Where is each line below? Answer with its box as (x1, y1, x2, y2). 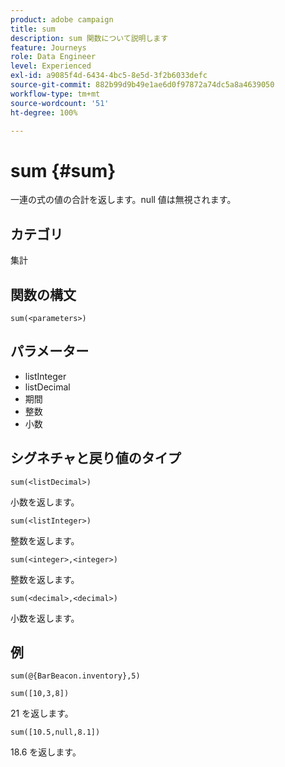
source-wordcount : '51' (10, 98, 110, 108)
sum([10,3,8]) (10, 689, 70, 699)
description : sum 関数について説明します (10, 33, 169, 43)
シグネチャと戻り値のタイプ (10, 450, 182, 467)
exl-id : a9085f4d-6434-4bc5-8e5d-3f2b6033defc (10, 71, 208, 81)
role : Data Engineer (10, 52, 97, 62)
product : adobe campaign (10, 14, 114, 25)
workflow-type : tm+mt (10, 89, 101, 99)
